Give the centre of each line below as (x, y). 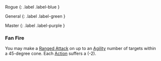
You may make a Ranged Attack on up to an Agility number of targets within (80, 49)
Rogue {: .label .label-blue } (32, 7)
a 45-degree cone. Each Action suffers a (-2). (51, 54)
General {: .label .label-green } (35, 16)
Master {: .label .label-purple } (35, 25)
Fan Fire (15, 38)
